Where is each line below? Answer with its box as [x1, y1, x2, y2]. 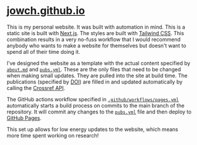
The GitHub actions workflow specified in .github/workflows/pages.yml [6, 95, 179, 103]
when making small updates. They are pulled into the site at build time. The [6, 72, 188, 79]
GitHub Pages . [6, 114, 42, 121]
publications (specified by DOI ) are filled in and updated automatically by [6, 78, 183, 85]
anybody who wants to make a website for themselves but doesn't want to [6, 42, 186, 49]
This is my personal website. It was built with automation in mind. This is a [6, 23, 185, 30]
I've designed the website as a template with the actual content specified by [6, 60, 191, 67]
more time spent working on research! [6, 132, 99, 139]
